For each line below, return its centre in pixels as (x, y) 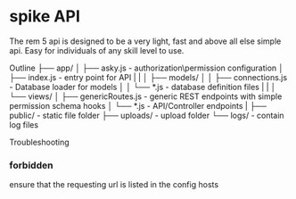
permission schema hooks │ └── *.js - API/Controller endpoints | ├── (138, 105)
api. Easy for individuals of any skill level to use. (97, 50)
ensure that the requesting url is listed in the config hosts (114, 185)
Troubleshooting (39, 142)
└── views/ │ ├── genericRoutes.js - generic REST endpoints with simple (146, 96)
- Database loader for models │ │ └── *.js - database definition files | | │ (143, 87)
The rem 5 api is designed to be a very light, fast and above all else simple (145, 41)
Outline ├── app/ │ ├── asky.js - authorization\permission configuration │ (147, 68)
